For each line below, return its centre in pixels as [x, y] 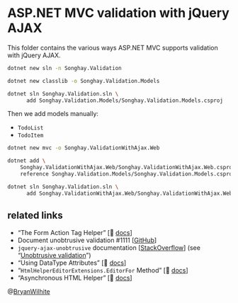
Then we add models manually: [53, 114]
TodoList [30, 128]
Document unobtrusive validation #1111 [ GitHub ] [87, 240]
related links [35, 216]
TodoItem [30, 136]
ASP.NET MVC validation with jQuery [119, 13]
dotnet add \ [27, 161]
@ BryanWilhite [29, 291]
